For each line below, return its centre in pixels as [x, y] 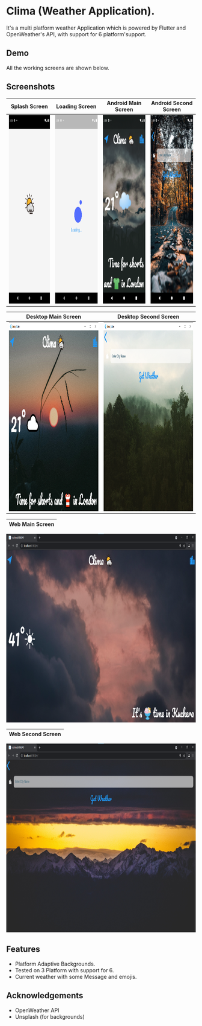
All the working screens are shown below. [58, 68]
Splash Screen [29, 106]
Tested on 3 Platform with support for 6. [64, 970]
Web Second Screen [35, 734]
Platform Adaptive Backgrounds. [55, 964]
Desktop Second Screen [148, 317]
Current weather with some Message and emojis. [76, 976]
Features [23, 949]
